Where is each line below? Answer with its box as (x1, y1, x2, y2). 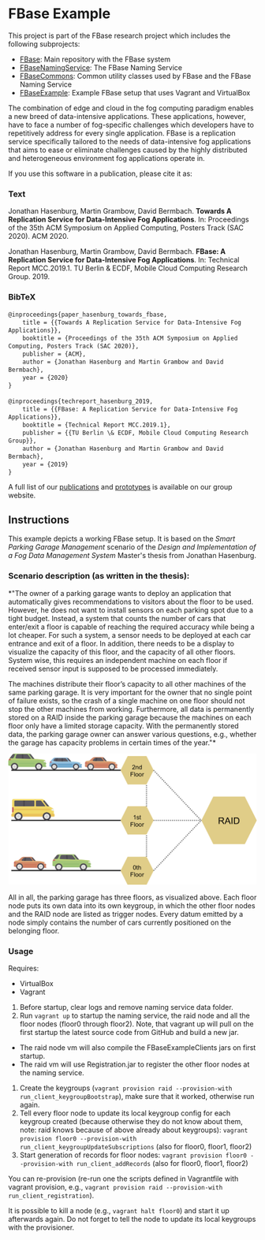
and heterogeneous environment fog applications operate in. (8, 153, 205, 162)
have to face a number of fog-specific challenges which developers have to (8, 120, 255, 129)
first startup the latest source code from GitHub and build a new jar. (19, 1028, 239, 1037)
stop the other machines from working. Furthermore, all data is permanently (8, 704, 255, 713)
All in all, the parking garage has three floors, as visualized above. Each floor (8, 892, 257, 902)
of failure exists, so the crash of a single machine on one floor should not (8, 695, 246, 706)
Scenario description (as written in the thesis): (8, 571, 190, 582)
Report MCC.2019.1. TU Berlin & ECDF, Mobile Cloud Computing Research (8, 263, 248, 273)
